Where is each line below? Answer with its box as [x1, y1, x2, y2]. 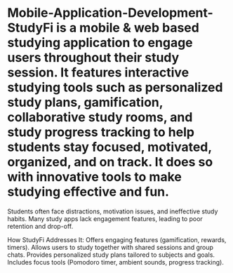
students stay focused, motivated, [7, 139, 212, 155]
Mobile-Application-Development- [7, 5, 214, 21]
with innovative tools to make [7, 169, 182, 185]
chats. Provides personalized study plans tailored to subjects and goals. [7, 251, 215, 259]
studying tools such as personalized [7, 79, 223, 95]
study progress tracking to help [7, 124, 195, 140]
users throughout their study [7, 50, 180, 66]
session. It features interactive [7, 65, 189, 81]
